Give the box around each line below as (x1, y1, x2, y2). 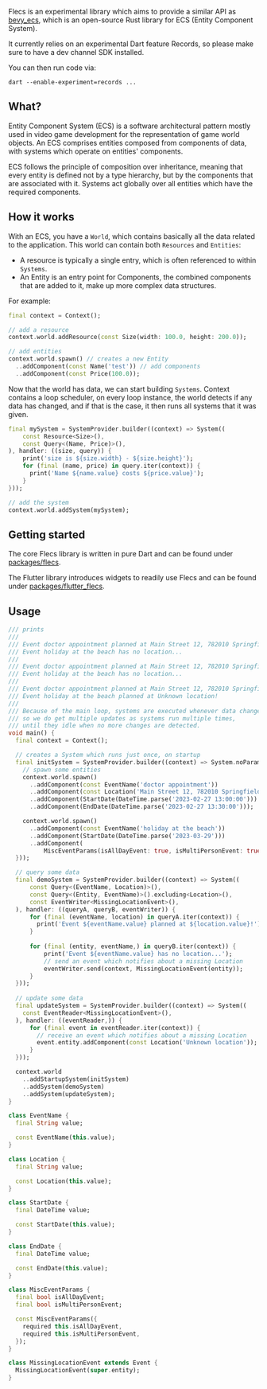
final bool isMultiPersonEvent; (15, 1301, 123, 1309)
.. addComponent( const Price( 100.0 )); (15, 369, 141, 377)
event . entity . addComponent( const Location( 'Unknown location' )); (37, 1039, 258, 1047)
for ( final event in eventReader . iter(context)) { (29, 1024, 201, 1032)
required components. (8, 187, 81, 197)
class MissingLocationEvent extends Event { (8, 1359, 158, 1368)
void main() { (8, 729, 56, 737)
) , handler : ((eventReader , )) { (15, 1016, 123, 1024)
